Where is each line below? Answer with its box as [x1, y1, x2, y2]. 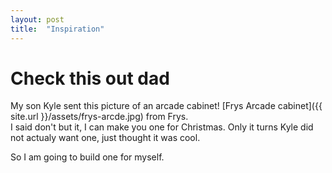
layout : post [10, 14, 65, 25]
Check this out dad [10, 67, 170, 90]
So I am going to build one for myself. [10, 151, 165, 163]
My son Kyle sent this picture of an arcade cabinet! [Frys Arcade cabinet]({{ [10, 100, 323, 112]
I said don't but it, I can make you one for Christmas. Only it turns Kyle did [10, 121, 314, 133]
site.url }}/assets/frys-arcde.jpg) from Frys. [10, 111, 189, 123]
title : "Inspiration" [10, 24, 105, 34]
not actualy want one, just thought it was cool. [10, 132, 201, 144]
